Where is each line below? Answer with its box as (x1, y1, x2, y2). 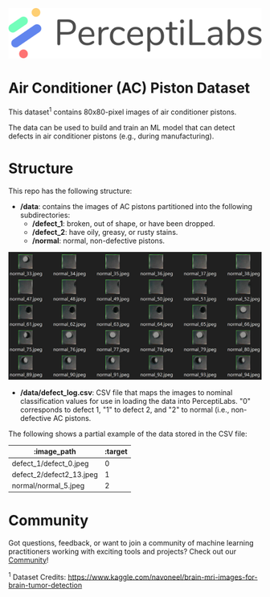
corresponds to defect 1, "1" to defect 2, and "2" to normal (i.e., (19, 405, 230, 414)
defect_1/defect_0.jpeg (11, 459, 89, 468)
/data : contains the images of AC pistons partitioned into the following (19, 201, 253, 211)
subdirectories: (19, 210, 71, 220)
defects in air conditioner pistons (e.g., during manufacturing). (8, 131, 215, 141)
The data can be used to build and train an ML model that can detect (8, 122, 235, 132)
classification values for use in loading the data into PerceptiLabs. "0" (19, 396, 252, 406)
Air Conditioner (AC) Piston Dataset (8, 79, 251, 97)
